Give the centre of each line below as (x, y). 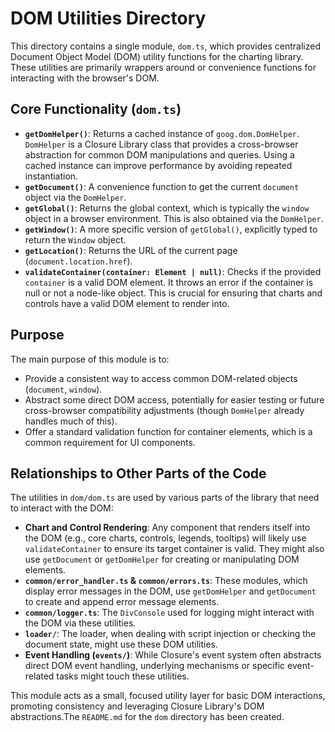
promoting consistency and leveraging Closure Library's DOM (137, 706)
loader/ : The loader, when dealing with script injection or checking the (170, 634)
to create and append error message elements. (122, 602)
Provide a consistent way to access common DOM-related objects (161, 378)
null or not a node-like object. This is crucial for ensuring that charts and (173, 293)
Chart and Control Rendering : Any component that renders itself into (167, 528)
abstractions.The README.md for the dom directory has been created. (147, 717)
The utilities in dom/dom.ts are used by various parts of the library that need (165, 498)
